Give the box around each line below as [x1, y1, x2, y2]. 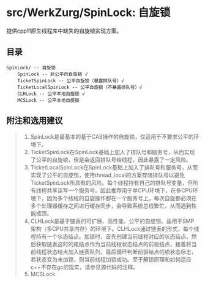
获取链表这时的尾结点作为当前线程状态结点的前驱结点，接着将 [35, 240, 192, 247]
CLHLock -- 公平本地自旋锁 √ [17, 90, 85, 97]
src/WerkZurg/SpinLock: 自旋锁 [6, 6, 171, 20]
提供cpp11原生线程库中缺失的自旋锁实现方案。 [6, 27, 122, 34]
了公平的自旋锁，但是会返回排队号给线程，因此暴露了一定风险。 [30, 156, 192, 163]
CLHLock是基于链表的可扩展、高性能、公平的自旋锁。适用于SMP [30, 217, 195, 225]
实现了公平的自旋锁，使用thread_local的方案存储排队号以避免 [30, 171, 185, 179]
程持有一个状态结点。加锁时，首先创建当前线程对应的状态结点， [30, 233, 192, 240]
